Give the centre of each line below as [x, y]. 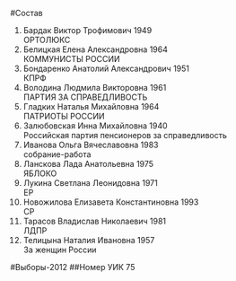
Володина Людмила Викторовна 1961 [95, 88]
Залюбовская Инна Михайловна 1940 [96, 126]
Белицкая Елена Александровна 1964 [96, 49]
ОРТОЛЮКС [47, 40]
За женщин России [60, 250]
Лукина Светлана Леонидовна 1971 [90, 183]
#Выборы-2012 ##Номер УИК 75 [73, 267]
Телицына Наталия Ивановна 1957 [89, 240]
